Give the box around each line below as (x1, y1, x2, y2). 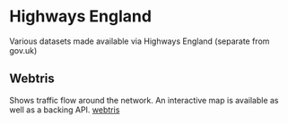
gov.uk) (9, 45, 38, 55)
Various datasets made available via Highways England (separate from (9, 36, 270, 46)
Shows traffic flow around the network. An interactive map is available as (9, 95, 279, 105)
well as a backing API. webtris (9, 104, 120, 115)
